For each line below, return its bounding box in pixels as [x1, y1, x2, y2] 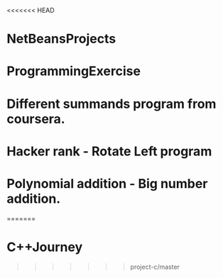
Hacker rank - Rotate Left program [6, 143, 212, 159]
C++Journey [6, 239, 83, 255]
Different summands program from [6, 96, 217, 112]
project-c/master [130, 262, 180, 271]
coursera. [6, 111, 65, 127]
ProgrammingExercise [6, 63, 141, 79]
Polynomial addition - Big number [6, 175, 208, 191]
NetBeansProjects [6, 31, 116, 47]
